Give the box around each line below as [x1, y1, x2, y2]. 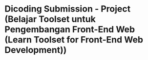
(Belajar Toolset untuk [4, 14, 96, 25]
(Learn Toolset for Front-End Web [4, 34, 144, 45]
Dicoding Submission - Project [4, 3, 130, 15]
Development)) [4, 45, 67, 56]
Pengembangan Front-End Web [4, 24, 135, 35]
